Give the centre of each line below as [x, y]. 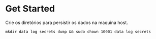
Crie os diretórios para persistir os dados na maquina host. [67, 22]
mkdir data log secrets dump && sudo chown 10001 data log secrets [78, 31]
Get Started [30, 9]
